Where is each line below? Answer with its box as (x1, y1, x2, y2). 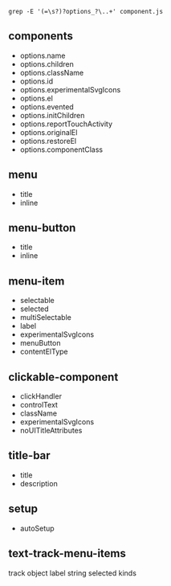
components (8, 29, 74, 43)
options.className (19, 68, 84, 77)
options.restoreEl (19, 136, 77, 145)
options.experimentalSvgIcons (19, 84, 121, 94)
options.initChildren (19, 110, 85, 120)
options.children (19, 59, 74, 68)
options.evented (19, 101, 74, 112)
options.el (19, 93, 54, 103)
